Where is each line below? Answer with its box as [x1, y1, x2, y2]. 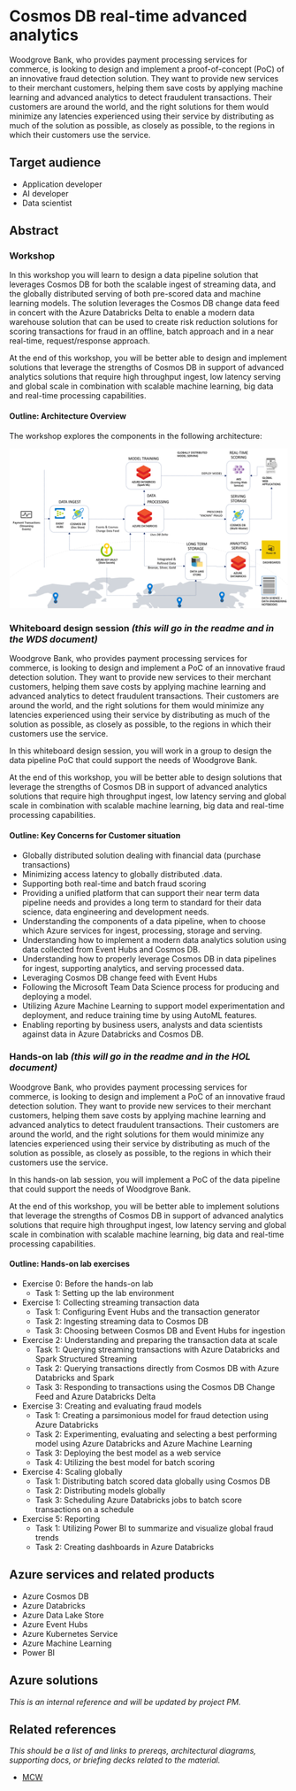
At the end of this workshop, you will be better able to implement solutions [9, 1200, 280, 1211]
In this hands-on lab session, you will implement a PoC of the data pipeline [9, 1174, 281, 1185]
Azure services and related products [9, 1567, 215, 1582]
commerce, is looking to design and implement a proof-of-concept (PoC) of [9, 64, 285, 74]
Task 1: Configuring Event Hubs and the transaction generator [34, 1307, 261, 1317]
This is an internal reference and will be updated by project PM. [9, 1696, 241, 1707]
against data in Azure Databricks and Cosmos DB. [21, 1029, 204, 1039]
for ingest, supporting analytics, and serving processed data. [21, 962, 245, 973]
